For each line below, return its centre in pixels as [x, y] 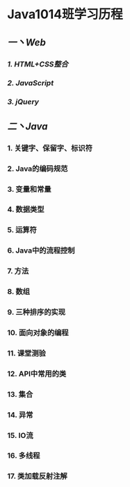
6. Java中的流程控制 [41, 250]
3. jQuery [23, 102]
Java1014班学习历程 [65, 14]
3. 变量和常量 [29, 189]
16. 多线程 [24, 456]
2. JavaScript [31, 83]
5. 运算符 [22, 230]
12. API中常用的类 [37, 374]
